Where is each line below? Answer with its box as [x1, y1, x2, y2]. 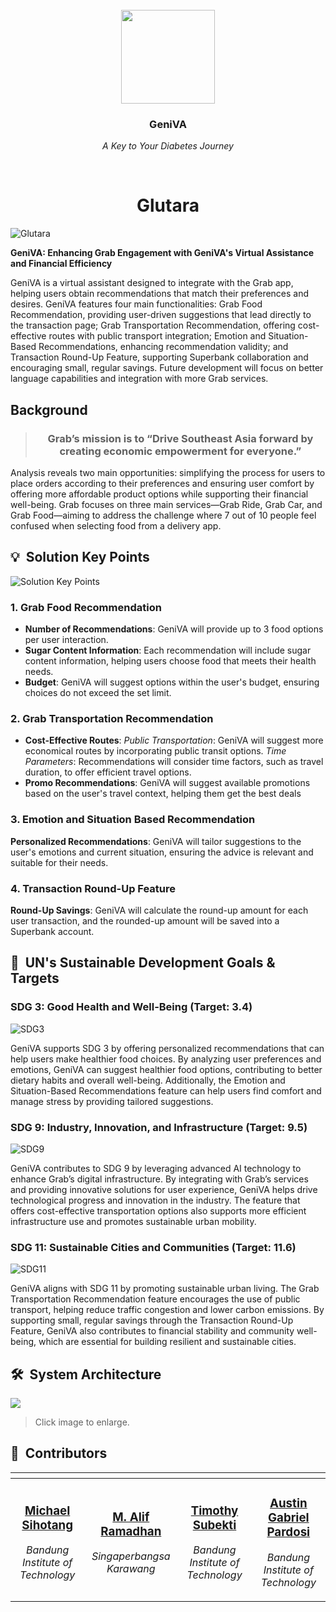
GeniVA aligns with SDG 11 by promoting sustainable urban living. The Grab [10, 1283, 320, 1295]
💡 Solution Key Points [10, 549, 150, 566]
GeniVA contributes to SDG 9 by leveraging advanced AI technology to [10, 1162, 302, 1174]
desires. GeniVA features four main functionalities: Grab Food [10, 298, 263, 310]
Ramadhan [100, 1523, 162, 1539]
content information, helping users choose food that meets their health [24, 655, 317, 667]
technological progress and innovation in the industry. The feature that [10, 1194, 301, 1206]
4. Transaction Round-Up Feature [10, 881, 177, 895]
